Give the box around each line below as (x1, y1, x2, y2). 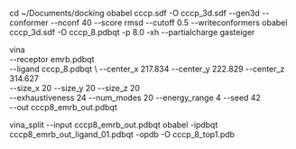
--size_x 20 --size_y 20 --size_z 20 (9, 83, 141, 93)
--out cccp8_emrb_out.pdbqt (9, 102, 117, 112)
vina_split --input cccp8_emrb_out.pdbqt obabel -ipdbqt (9, 119, 218, 130)
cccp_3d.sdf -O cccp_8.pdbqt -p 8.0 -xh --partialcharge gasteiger (9, 27, 255, 37)
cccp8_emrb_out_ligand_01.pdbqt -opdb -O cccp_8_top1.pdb (9, 129, 236, 139)
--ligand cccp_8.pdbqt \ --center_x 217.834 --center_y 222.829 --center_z (9, 63, 285, 74)
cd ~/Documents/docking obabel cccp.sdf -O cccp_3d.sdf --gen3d (9, 8, 260, 18)
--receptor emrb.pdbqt (9, 54, 95, 64)
